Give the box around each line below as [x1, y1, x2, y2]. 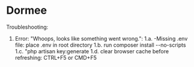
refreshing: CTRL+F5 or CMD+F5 [14, 54, 97, 61]
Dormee [6, 4, 47, 17]
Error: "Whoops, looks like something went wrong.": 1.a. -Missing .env [14, 35, 188, 42]
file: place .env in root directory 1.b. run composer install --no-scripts [14, 41, 186, 48]
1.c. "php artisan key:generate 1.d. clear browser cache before [14, 47, 169, 54]
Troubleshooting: [6, 23, 49, 31]
